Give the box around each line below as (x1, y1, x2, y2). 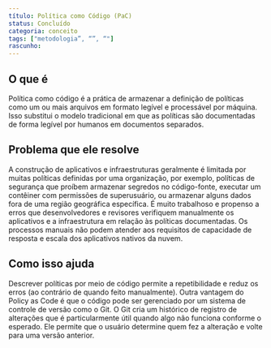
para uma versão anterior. (8, 330, 95, 340)
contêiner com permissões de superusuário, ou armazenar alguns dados (8, 190, 252, 200)
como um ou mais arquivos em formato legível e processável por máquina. (8, 102, 258, 112)
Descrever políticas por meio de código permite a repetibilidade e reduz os (8, 278, 259, 288)
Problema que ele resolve (8, 143, 140, 157)
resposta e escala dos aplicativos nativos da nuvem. (8, 233, 183, 243)
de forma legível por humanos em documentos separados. (8, 119, 204, 129)
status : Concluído (8, 19, 71, 28)
